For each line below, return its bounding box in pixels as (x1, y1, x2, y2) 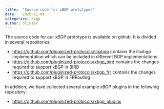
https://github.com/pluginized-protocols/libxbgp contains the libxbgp (12, 49, 151, 54)
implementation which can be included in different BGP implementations (12, 54, 158, 60)
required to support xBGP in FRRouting (12, 74, 90, 80)
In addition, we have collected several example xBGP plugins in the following (5, 84, 159, 90)
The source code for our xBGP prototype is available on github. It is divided (5, 34, 157, 40)
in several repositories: (5, 39, 51, 45)
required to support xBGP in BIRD (12, 64, 80, 70)
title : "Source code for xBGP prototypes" (5, 7, 95, 12)
